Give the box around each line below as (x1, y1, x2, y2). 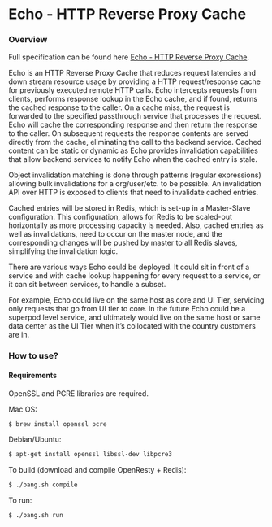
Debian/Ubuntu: (8, 434, 62, 444)
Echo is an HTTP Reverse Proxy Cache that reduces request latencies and (8, 68, 256, 78)
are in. (8, 330, 30, 340)
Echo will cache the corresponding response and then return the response (8, 120, 257, 130)
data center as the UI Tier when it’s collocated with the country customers (8, 321, 256, 331)
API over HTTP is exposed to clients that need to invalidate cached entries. (8, 188, 259, 198)
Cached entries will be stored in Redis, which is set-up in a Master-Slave (8, 203, 251, 213)
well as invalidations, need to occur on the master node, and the (8, 229, 223, 239)
